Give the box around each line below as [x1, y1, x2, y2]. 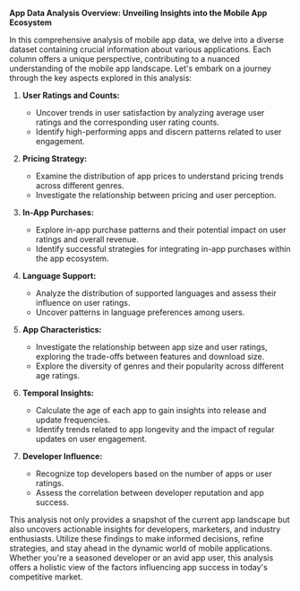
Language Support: [21, 271, 97, 281]
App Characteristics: [21, 325, 102, 335]
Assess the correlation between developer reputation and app [35, 488, 264, 498]
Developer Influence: [21, 451, 103, 461]
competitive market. [9, 571, 83, 582]
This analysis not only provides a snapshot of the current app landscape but [9, 515, 290, 525]
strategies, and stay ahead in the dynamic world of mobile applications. [9, 543, 273, 553]
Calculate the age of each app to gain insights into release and [35, 405, 267, 415]
